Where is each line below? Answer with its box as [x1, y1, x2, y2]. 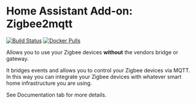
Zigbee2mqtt [6, 17, 73, 31]
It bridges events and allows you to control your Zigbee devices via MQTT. [6, 66, 191, 73]
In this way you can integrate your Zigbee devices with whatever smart [6, 73, 182, 80]
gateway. [6, 55, 29, 62]
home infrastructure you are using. [6, 80, 92, 87]
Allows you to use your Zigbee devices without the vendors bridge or [6, 48, 179, 55]
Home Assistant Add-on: [6, 4, 133, 18]
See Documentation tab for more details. [6, 91, 107, 98]
